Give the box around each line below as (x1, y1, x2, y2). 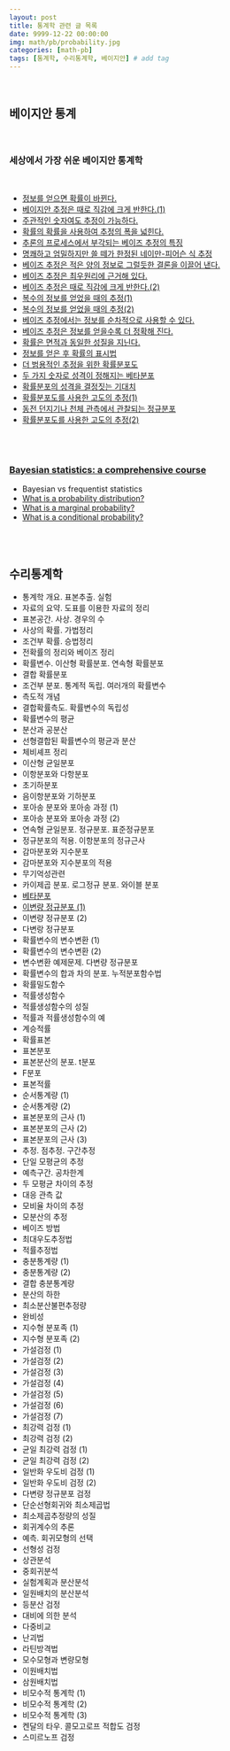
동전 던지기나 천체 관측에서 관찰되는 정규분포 (21, 404, 177, 415)
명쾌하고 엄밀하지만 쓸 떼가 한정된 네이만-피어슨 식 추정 (21, 249, 212, 260)
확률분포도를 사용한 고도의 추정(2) (21, 415, 140, 425)
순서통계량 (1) (21, 1090, 70, 1101)
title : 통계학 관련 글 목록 (9, 21, 98, 30)
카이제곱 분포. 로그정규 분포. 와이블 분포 (21, 879, 159, 890)
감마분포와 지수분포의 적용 (21, 857, 113, 868)
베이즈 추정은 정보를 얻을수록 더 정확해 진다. (21, 326, 174, 337)
